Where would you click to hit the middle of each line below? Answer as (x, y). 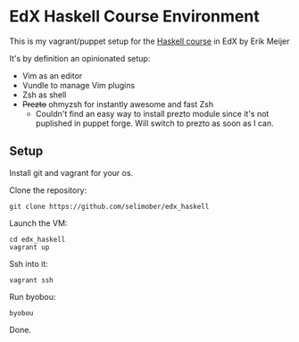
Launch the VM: (38, 223)
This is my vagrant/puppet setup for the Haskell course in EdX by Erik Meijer (149, 41)
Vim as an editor (52, 75)
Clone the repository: (48, 190)
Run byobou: (33, 296)
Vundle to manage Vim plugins (79, 85)
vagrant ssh (31, 280)
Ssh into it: (29, 263)
